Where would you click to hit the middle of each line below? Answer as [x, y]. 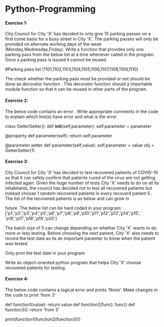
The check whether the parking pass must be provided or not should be [78, 79]
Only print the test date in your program [45, 253]
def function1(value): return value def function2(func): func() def [70, 304]
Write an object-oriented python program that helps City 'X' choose [73, 262]
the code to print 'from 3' [30, 295]
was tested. [17, 243]
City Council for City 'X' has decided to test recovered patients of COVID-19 [82, 172]
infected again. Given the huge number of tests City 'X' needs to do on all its [82, 183]
